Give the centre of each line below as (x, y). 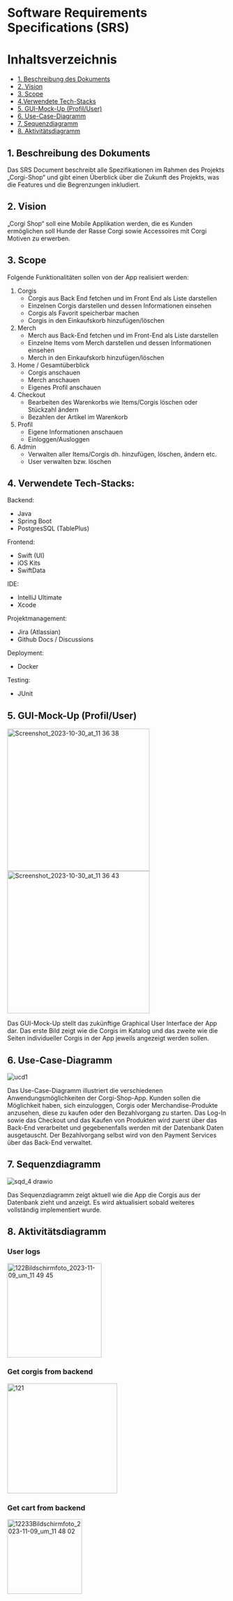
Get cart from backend (46, 1507)
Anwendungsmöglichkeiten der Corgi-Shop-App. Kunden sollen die (104, 1098)
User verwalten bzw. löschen (69, 461)
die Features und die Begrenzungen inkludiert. (74, 184)
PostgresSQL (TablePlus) (53, 528)
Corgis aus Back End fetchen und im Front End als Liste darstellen (122, 298)
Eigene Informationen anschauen (75, 432)
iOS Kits (29, 563)
